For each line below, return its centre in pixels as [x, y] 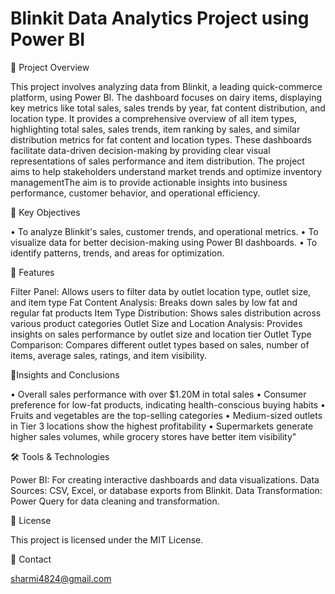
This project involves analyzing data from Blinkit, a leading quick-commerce [166, 86]
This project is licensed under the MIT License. [107, 539]
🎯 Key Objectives [45, 212]
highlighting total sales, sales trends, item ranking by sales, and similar [155, 129]
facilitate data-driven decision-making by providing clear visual [140, 150]
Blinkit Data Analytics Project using [160, 18]
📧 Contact [31, 559]
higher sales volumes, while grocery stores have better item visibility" [153, 436]
